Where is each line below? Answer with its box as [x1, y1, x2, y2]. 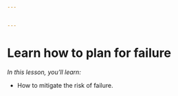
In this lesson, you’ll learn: [7, 68, 81, 76]
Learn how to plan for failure [7, 45, 172, 60]
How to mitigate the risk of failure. [16, 81, 113, 89]
